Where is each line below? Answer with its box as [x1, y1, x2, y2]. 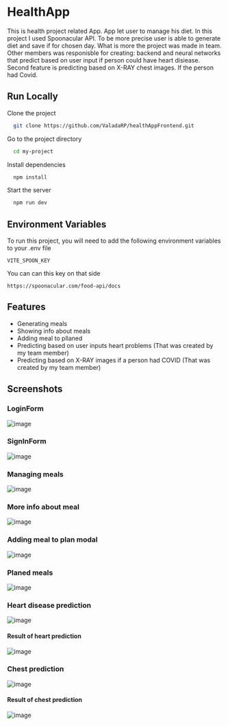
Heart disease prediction [7, 600, 91, 610]
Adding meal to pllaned [16, 334, 83, 342]
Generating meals [16, 319, 67, 327]
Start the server [7, 186, 51, 195]
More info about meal [7, 503, 80, 512]
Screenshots [7, 383, 63, 395]
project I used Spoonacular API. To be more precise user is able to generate [7, 34, 221, 42]
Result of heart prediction [7, 632, 82, 640]
